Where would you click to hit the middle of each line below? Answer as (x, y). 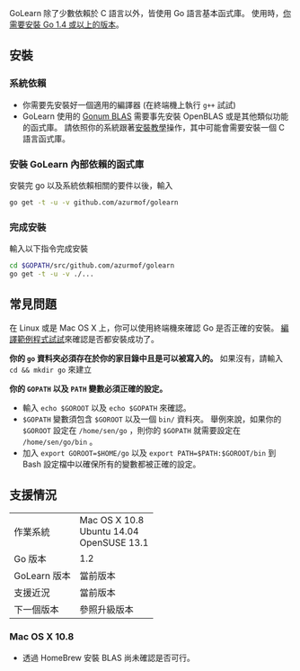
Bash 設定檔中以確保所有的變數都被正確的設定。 (111, 464)
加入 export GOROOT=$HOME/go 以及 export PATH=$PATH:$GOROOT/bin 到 (149, 452)
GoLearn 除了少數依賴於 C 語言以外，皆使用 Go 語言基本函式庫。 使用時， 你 (150, 13)
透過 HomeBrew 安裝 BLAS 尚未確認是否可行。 (109, 657)
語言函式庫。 (46, 139)
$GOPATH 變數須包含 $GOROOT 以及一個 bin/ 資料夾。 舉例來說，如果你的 (152, 419)
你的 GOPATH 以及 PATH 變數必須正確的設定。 (88, 388)
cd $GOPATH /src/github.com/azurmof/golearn (92, 266)
